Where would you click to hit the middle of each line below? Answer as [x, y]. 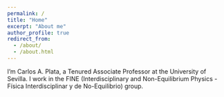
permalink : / [26, 13]
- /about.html [34, 52]
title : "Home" [28, 20]
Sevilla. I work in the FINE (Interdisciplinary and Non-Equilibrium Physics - [112, 78]
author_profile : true [38, 33]
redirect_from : [29, 39]
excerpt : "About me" [37, 26]
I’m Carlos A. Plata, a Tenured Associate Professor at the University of [107, 71]
